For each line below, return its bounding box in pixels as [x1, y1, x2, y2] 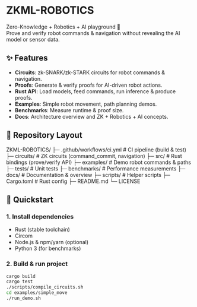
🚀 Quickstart [6, 194, 53, 205]
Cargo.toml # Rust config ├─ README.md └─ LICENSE [6, 178, 141, 185]
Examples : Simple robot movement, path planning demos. [14, 100, 157, 107]
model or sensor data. [6, 36, 61, 43]
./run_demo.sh [6, 295, 42, 302]
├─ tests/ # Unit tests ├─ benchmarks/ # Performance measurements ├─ [6, 164, 186, 172]
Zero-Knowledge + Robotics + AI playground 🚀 [6, 23, 120, 30]
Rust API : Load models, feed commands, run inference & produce [14, 87, 176, 95]
